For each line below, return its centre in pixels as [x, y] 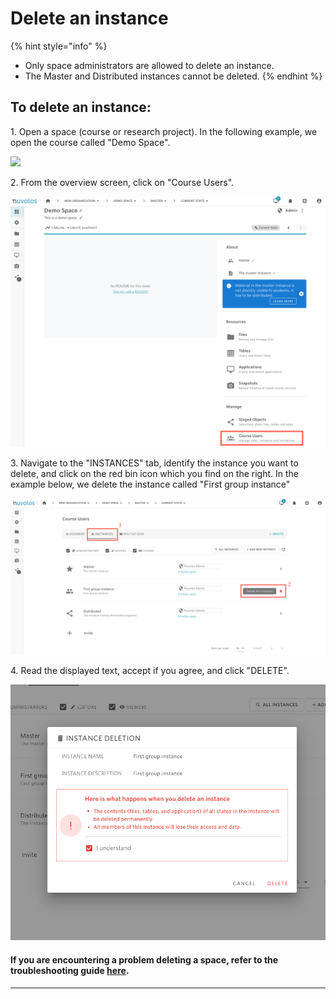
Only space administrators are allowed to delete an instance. [149, 65]
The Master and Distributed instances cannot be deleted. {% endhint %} [173, 76]
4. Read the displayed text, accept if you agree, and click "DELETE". [150, 671]
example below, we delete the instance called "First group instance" [150, 484]
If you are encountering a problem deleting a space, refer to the [144, 959]
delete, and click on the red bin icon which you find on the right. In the [155, 474]
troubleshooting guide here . [70, 970]
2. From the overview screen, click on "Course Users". [122, 182]
